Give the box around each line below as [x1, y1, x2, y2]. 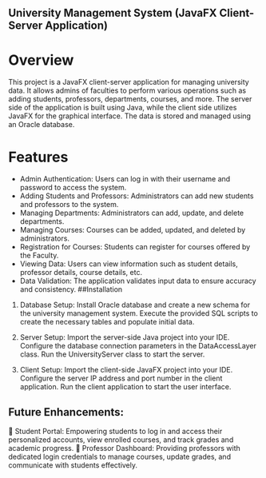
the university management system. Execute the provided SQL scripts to [19, 309, 258, 318]
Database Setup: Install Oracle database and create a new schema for [19, 300, 250, 310]
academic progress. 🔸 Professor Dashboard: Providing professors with [8, 444, 241, 453]
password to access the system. [19, 183, 127, 193]
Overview [8, 51, 74, 69]
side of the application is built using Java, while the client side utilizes [8, 103, 237, 113]
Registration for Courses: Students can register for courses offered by [19, 242, 251, 252]
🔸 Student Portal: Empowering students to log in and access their [8, 427, 223, 436]
